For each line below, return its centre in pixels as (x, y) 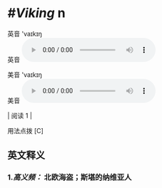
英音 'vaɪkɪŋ (25, 33)
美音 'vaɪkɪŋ (25, 74)
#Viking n (36, 13)
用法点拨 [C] (26, 130)
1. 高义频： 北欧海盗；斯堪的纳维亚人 (70, 177)
